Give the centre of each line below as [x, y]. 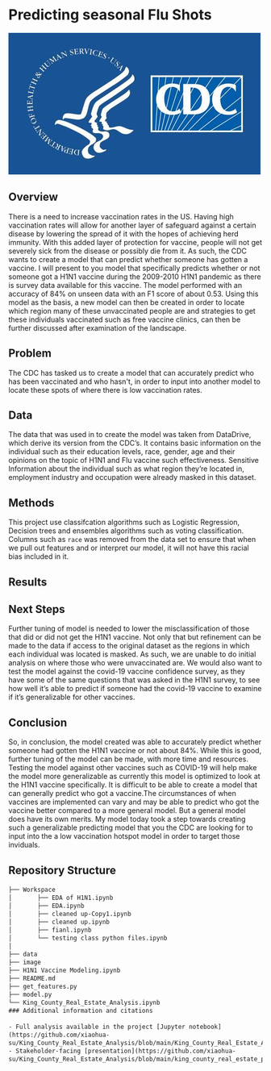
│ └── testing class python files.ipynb [88, 938]
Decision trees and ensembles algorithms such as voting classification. [126, 531]
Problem [30, 354]
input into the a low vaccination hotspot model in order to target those [124, 836]
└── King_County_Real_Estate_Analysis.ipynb [84, 1003]
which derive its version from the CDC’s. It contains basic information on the [135, 443]
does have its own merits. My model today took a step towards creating [127, 819]
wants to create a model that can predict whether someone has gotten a [128, 259]
